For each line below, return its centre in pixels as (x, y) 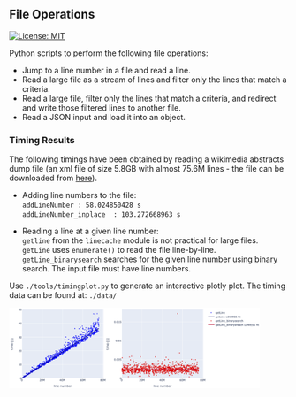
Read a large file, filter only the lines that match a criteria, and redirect (149, 98)
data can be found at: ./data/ (63, 295)
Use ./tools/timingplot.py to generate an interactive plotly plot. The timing (147, 286)
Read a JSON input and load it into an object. (103, 117)
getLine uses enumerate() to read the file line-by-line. (119, 250)
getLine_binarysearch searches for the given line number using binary (150, 259)
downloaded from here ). (53, 178)
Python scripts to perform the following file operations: (109, 53)
